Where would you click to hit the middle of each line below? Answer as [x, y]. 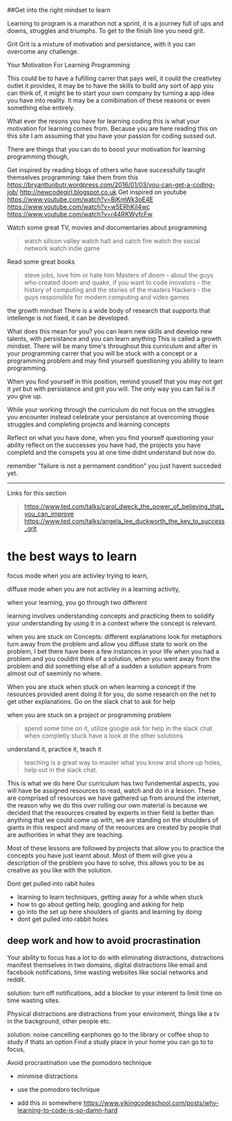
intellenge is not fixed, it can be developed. [68, 318]
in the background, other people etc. [59, 1021]
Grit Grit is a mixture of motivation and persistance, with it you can [101, 44]
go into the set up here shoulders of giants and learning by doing [109, 911]
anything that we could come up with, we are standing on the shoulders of [113, 820]
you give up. [25, 396]
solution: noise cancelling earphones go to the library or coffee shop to [108, 1035]
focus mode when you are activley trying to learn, [78, 575]
